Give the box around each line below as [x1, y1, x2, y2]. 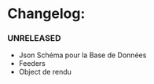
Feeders [18, 59, 46, 68]
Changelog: [7, 5, 86, 23]
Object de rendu [18, 68, 72, 77]
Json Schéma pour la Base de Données [18, 50, 147, 60]
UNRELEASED [7, 33, 61, 44]
